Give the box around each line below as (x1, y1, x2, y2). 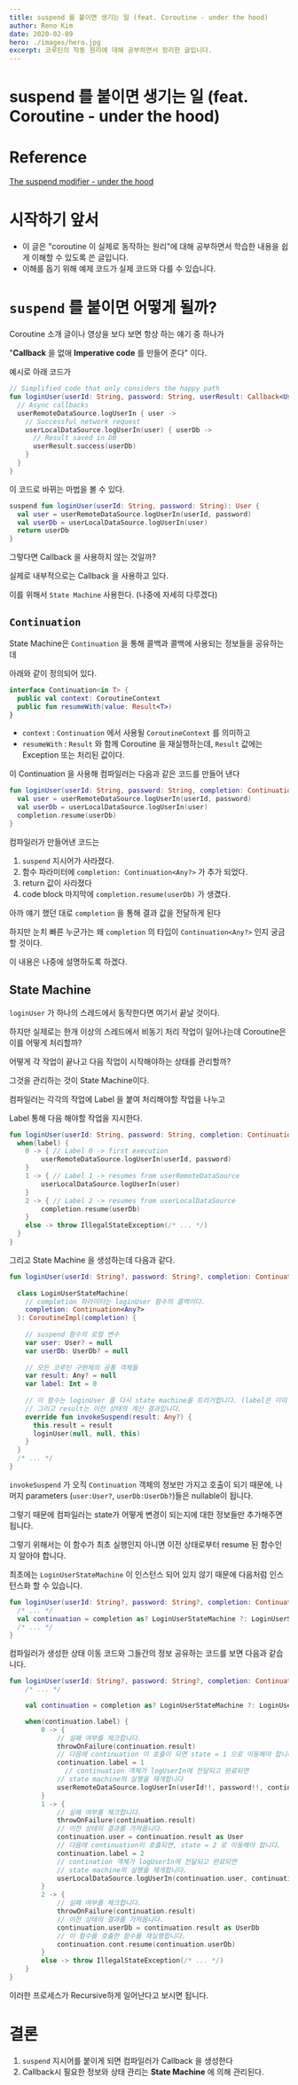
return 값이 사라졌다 (21, 877, 92, 888)
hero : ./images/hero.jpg (9, 37, 101, 47)
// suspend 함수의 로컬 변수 (25, 1330, 120, 1339)
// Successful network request (25, 417, 141, 426)
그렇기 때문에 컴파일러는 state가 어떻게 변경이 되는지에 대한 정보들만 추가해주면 (9, 1509, 283, 1520)
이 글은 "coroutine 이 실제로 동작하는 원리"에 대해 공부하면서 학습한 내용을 (21, 241, 279, 252)
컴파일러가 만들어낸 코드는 (9, 836, 100, 847)
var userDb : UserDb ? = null (25, 1346, 129, 1356)
